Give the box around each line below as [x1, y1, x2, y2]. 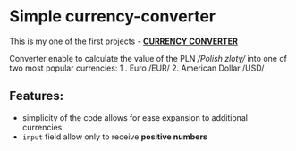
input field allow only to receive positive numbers [21, 131, 208, 142]
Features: [9, 88, 64, 104]
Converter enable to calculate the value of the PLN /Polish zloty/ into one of [9, 53, 288, 63]
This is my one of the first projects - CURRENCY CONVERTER [9, 36, 239, 46]
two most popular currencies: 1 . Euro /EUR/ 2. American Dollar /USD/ [9, 63, 265, 73]
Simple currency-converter [9, 6, 216, 27]
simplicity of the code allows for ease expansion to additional [21, 112, 249, 122]
